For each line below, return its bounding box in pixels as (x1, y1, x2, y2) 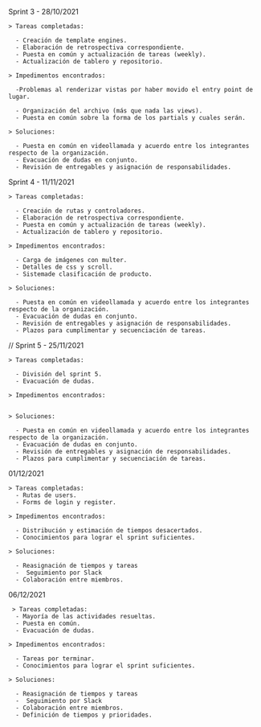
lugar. (8, 92, 31, 101)
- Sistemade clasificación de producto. (15, 270, 153, 278)
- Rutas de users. (15, 491, 78, 499)
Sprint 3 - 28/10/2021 (8, 7, 79, 16)
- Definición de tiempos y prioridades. (15, 711, 153, 719)
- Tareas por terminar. (15, 655, 95, 663)
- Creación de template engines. (15, 36, 128, 44)
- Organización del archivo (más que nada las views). (15, 107, 203, 115)
